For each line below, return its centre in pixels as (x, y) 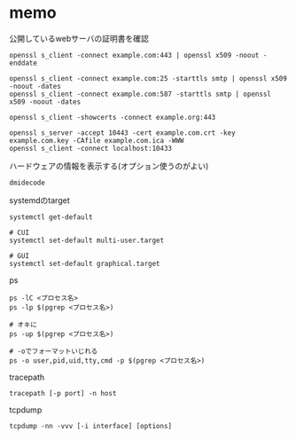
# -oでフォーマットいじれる (54, 351)
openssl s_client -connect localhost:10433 (91, 148)
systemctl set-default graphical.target (85, 263)
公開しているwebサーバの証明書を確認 (79, 38)
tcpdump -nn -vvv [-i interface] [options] (91, 426)
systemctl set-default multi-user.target (87, 240)
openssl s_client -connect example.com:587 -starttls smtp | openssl (140, 94)
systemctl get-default (51, 217)
